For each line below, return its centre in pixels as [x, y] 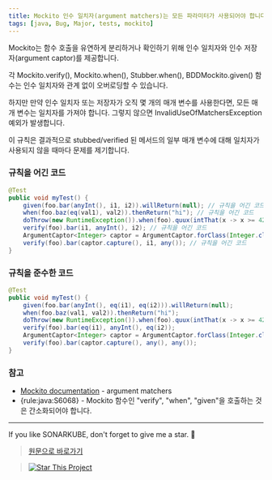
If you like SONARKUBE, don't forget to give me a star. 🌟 [102, 435]
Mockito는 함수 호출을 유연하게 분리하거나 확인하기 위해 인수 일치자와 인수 [125, 47]
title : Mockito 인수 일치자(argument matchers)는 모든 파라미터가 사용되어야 [127, 16]
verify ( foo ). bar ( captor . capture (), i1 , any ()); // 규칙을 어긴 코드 [135, 243]
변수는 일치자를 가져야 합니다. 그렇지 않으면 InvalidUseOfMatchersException [140, 112]
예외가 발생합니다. [37, 122]
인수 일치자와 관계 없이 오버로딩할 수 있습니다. [96, 85]
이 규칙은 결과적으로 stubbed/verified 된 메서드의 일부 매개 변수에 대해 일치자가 [134, 139]
